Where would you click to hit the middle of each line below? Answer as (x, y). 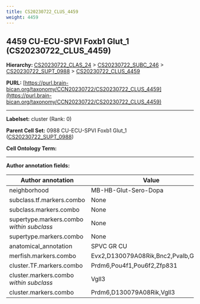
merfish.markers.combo (43, 256)
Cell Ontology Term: (32, 148)
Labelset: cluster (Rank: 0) (39, 119)
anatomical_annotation (41, 246)
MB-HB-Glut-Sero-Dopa (127, 190)
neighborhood (29, 190)
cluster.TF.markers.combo (46, 266)
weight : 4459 (22, 17)
